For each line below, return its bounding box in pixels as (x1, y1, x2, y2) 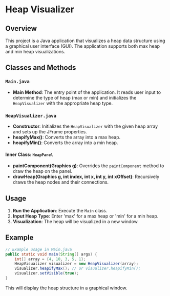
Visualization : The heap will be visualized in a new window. (12, 219, 139, 224)
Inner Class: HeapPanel (5, 151, 54, 157)
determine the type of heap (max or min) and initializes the (12, 94, 137, 101)
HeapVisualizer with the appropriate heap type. (12, 100, 113, 106)
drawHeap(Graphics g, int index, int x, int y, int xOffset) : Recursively (12, 173, 160, 180)
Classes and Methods (5, 63, 76, 72)
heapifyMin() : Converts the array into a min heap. (12, 140, 118, 146)
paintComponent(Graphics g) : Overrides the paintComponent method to (12, 163, 164, 169)
